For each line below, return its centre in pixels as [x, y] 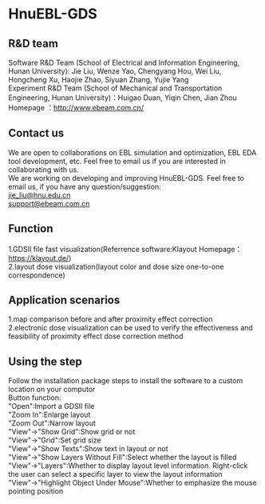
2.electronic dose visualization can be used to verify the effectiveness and [131, 328]
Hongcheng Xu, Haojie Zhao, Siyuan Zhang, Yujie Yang [99, 80]
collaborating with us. [44, 170]
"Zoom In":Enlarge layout [49, 415]
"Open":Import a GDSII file [51, 406]
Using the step [45, 361]
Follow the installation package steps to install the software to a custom [126, 381]
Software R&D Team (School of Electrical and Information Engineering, [124, 62]
